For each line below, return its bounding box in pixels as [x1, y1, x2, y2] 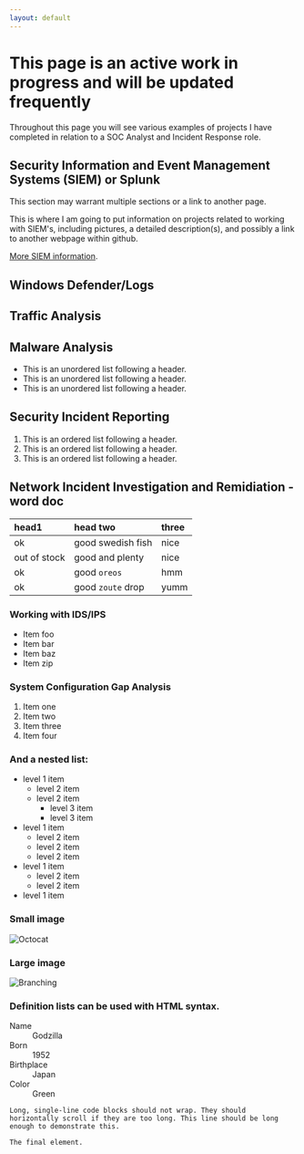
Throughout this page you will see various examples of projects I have [9, 121, 273, 132]
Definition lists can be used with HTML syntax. [9, 1000, 220, 1013]
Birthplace [9, 1059, 48, 1070]
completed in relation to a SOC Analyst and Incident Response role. [9, 131, 261, 142]
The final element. [9, 1138, 84, 1148]
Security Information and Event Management [9, 157, 270, 173]
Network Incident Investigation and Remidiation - [9, 480, 294, 495]
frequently [9, 91, 91, 112]
